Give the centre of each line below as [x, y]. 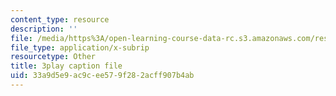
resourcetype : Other [53, 57]
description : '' [44, 29]
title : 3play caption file [66, 66]
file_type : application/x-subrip [80, 47]
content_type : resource [60, 19]
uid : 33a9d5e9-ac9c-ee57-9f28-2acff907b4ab [102, 76]
